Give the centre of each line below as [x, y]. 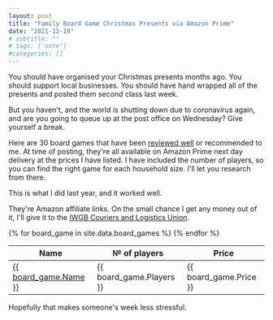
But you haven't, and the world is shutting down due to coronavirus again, [132, 110]
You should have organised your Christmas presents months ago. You [125, 77]
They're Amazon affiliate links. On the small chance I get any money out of [133, 209]
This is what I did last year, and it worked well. [85, 193]
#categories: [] [36, 54]
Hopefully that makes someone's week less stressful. [97, 307]
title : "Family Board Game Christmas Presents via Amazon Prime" [121, 24]
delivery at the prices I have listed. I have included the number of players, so [136, 160]
